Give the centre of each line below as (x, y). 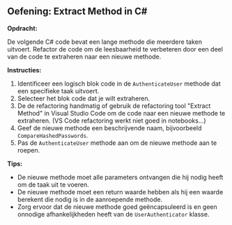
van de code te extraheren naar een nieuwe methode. (84, 56)
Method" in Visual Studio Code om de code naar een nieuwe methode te (121, 113)
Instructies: (24, 70)
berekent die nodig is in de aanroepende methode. (90, 199)
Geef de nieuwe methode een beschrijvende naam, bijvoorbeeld (109, 127)
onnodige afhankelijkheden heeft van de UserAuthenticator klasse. (113, 214)
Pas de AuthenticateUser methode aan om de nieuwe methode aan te (117, 143)
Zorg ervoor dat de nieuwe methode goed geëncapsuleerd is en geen (117, 207)
